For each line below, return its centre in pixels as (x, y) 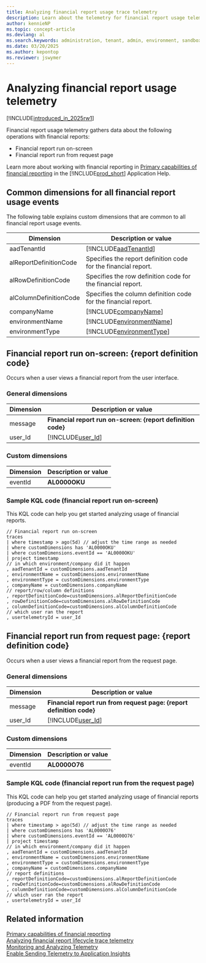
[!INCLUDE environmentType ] (128, 332)
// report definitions (35, 873)
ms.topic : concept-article (41, 29)
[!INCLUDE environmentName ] (129, 321)
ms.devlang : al (26, 35)
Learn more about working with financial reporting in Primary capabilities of (102, 167)
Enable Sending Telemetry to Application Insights (68, 953)
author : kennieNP (29, 23)
